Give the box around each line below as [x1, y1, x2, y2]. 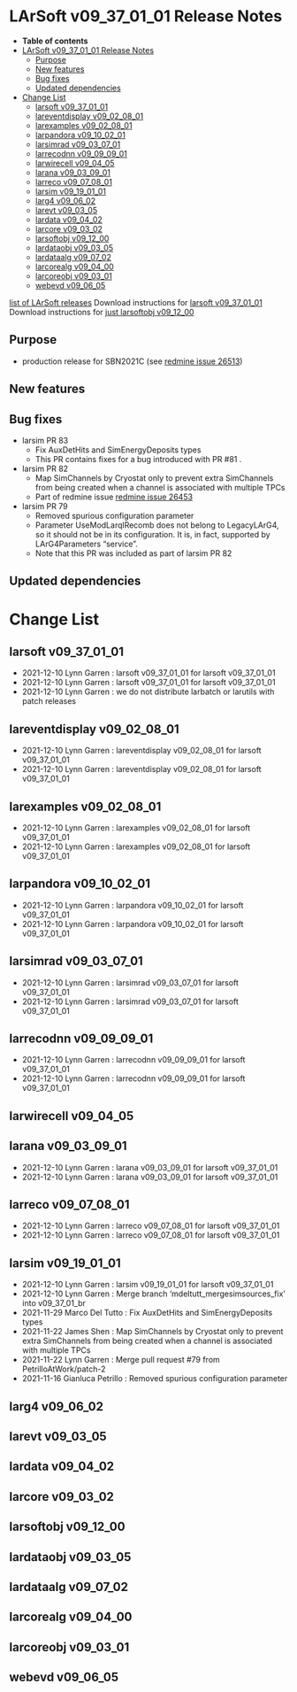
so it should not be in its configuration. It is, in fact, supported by [34, 529, 271, 539]
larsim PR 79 [21, 500, 68, 511]
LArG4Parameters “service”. [34, 538, 139, 549]
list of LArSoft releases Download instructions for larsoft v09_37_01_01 [9, 297, 263, 307]
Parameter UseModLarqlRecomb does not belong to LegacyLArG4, [34, 520, 280, 530]
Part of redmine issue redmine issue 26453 [34, 491, 193, 502]
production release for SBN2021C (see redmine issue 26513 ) [21, 356, 243, 367]
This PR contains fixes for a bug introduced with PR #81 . [34, 453, 242, 464]
